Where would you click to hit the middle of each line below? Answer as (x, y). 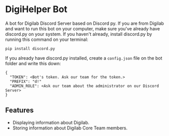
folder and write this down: (33, 63)
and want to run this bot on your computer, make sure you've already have (83, 28)
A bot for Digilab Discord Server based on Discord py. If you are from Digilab (84, 23)
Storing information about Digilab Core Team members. (70, 128)
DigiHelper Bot (36, 9)
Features (19, 110)
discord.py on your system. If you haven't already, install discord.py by (79, 34)
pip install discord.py (30, 49)
